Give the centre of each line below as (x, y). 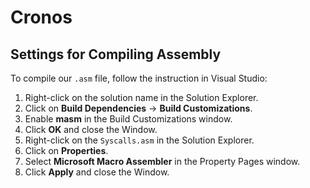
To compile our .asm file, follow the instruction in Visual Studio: (139, 78)
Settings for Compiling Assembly (116, 54)
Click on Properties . (66, 150)
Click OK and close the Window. (91, 129)
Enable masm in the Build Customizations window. (128, 119)
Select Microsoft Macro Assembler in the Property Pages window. (162, 161)
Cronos (41, 17)
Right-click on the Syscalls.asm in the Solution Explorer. (139, 140)
